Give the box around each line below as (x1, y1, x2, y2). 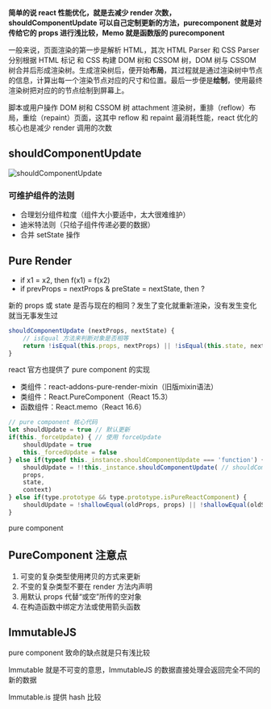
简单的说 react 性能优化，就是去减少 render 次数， (8, 8, 176, 17)
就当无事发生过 (8, 310, 58, 320)
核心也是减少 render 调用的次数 (8, 123, 113, 132)
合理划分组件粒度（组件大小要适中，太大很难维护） (19, 210, 190, 220)
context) (23, 486, 52, 494)
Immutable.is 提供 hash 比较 (8, 692, 102, 702)
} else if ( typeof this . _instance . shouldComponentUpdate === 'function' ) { (8, 455, 265, 464)
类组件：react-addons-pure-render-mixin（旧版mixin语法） (19, 382, 219, 392)
